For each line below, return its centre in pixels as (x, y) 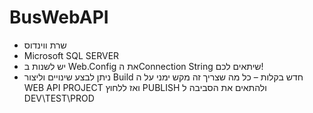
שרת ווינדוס (45, 45)
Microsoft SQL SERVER (71, 55)
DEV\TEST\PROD (59, 98)
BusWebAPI (59, 17)
